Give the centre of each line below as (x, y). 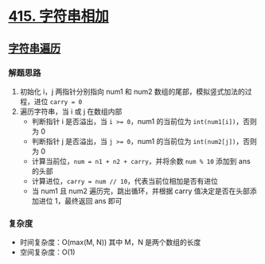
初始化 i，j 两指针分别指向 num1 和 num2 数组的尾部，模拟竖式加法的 (132, 91)
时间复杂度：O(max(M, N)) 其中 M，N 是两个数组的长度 (110, 243)
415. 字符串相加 (58, 16)
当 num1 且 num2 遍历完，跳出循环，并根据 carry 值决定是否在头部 (141, 191)
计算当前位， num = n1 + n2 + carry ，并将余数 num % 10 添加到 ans (141, 161)
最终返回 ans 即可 (94, 200)
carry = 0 (66, 102)
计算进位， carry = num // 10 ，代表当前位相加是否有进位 (125, 181)
